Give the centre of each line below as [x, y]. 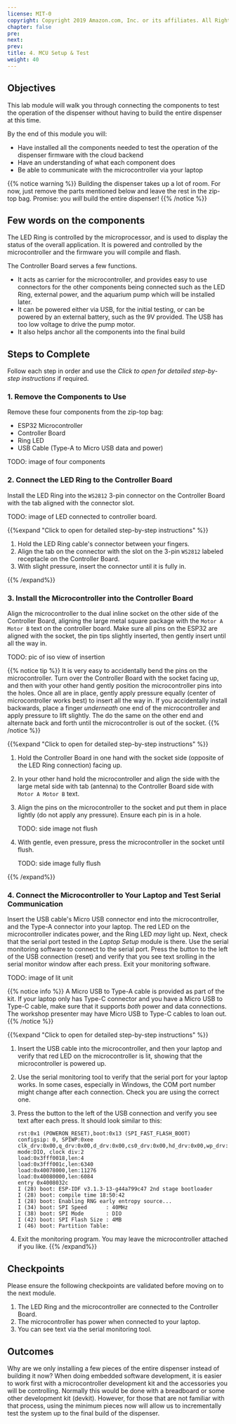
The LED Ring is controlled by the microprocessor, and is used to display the [118, 237]
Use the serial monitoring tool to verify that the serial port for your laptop [123, 1077]
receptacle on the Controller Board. [68, 559]
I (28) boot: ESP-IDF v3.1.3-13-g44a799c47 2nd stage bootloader [115, 1189]
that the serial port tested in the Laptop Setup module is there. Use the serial [118, 942]
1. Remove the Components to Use [67, 397]
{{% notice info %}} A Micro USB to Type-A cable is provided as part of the [116, 991]
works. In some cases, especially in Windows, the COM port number [116, 1085]
